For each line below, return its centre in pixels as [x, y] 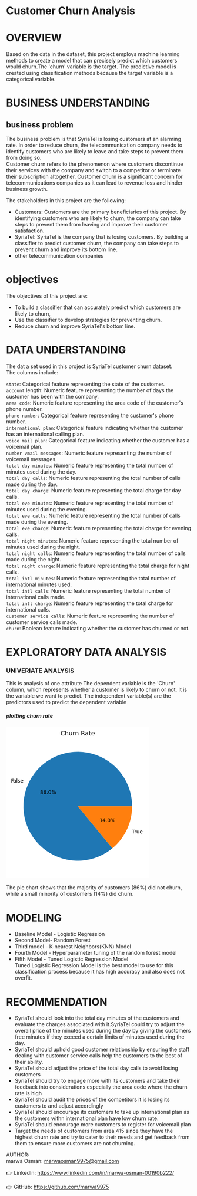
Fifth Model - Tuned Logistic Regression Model [71, 959]
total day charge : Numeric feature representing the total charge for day [94, 490]
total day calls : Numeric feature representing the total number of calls [93, 478]
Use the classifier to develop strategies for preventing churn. [88, 320]
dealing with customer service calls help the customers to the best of [98, 1056]
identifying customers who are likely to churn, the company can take [98, 218]
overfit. [23, 978]
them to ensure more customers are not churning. [75, 1144]
